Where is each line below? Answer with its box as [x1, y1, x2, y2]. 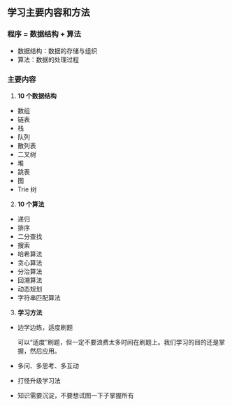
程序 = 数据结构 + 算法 [7, 29, 82, 39]
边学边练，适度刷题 [17, 323, 73, 331]
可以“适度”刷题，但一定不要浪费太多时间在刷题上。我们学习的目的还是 [17, 338, 219, 346]
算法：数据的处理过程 [17, 55, 79, 64]
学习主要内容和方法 [7, 6, 90, 19]
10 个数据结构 [17, 92, 57, 100]
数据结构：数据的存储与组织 [17, 46, 98, 55]
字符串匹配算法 [17, 293, 61, 302]
